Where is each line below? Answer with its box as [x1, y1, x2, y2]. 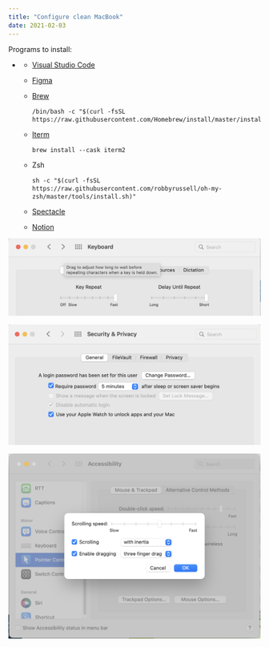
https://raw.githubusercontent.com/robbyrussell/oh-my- [31, 184, 223, 192]
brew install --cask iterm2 [31, 146, 126, 154]
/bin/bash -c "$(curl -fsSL [31, 107, 126, 115]
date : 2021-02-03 [8, 21, 66, 30]
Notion [31, 222, 54, 231]
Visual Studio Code [31, 60, 95, 70]
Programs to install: [8, 44, 72, 54]
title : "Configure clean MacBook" [8, 13, 124, 21]
